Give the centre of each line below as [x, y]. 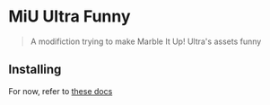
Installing [35, 70]
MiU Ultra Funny [70, 17]
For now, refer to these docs [61, 91]
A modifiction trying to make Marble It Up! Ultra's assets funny [146, 41]
